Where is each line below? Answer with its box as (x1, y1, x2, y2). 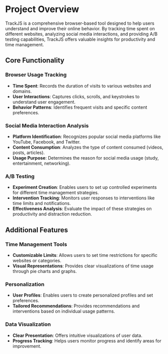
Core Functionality (5, 56, 64, 65)
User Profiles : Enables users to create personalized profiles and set (12, 292, 153, 298)
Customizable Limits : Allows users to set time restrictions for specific (12, 252, 157, 258)
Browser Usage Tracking (5, 72, 67, 79)
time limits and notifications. (12, 200, 71, 206)
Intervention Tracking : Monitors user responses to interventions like (12, 195, 155, 201)
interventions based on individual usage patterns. (12, 308, 115, 314)
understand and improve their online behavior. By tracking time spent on (5, 25, 155, 31)
